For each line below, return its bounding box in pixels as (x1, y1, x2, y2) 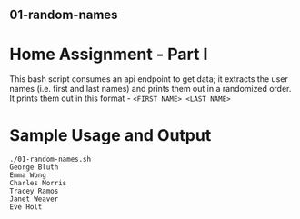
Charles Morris (9, 179, 67, 188)
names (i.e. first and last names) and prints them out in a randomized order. (9, 84, 292, 95)
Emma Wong (9, 171, 47, 180)
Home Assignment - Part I (9, 44, 208, 65)
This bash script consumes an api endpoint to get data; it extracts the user (9, 74, 288, 85)
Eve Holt (9, 203, 43, 212)
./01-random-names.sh (9, 154, 92, 164)
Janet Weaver (9, 194, 59, 204)
